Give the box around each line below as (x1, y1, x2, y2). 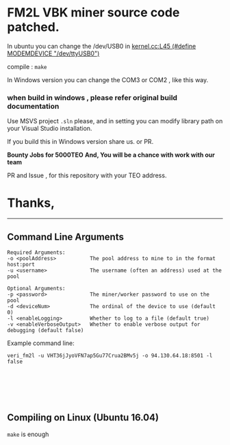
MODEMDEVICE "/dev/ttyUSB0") (7, 49, 100, 58)
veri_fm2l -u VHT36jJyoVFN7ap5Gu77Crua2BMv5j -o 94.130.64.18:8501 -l (7, 352, 213, 359)
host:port (7, 261, 36, 268)
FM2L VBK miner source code (7, 5, 180, 21)
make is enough (7, 430, 49, 438)
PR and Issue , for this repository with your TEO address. (7, 171, 167, 179)
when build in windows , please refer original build (7, 92, 178, 102)
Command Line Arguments (7, 231, 125, 242)
